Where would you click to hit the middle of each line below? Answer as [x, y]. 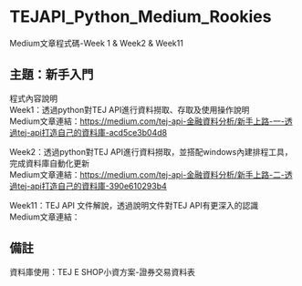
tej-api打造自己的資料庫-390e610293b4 [92, 186]
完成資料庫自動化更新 [49, 163]
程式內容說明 [33, 98]
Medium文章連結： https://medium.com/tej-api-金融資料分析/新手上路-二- [147, 174]
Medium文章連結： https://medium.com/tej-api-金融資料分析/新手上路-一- [147, 121]
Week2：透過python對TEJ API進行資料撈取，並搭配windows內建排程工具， [151, 151]
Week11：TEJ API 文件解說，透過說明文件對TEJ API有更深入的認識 [134, 205]
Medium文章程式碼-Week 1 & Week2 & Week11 [97, 43]
